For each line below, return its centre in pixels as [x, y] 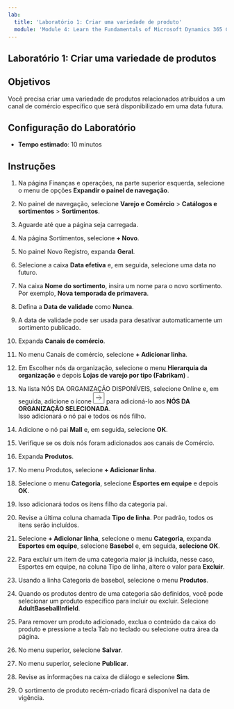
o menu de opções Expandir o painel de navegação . [93, 190]
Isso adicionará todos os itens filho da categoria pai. [93, 504]
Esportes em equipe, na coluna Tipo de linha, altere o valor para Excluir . [121, 567]
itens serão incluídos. [48, 525]
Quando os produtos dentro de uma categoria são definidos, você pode [120, 594]
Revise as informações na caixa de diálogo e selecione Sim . [104, 677]
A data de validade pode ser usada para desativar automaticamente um [120, 320]
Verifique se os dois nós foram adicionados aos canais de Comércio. [116, 443]
